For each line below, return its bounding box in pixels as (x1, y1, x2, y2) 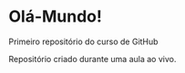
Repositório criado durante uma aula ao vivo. (8, 53, 177, 64)
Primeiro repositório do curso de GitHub (8, 36, 159, 47)
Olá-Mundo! (8, 6, 102, 27)
